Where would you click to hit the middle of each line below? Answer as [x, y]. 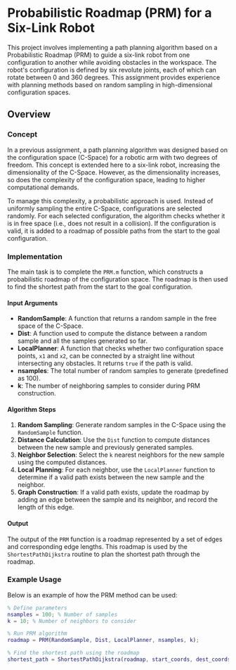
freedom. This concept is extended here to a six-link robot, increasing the [114, 165]
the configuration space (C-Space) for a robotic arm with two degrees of [112, 157]
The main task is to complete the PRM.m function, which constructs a [105, 272]
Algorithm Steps [32, 409]
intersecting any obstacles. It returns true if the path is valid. [105, 363]
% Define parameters [38, 608]
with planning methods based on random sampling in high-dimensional [110, 84]
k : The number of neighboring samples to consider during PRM [109, 386]
